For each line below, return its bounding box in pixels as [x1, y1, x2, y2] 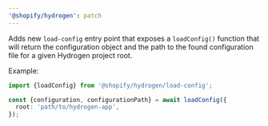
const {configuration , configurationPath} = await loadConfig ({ [8, 96, 227, 104]
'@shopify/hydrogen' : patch [8, 11, 102, 20]
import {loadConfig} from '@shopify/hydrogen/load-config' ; [8, 81, 214, 89]
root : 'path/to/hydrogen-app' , [15, 103, 120, 112]
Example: [8, 65, 39, 76]
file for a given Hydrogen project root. [8, 50, 133, 60]
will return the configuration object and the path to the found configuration [8, 41, 254, 52]
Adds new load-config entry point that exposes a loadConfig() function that [8, 33, 260, 43]
